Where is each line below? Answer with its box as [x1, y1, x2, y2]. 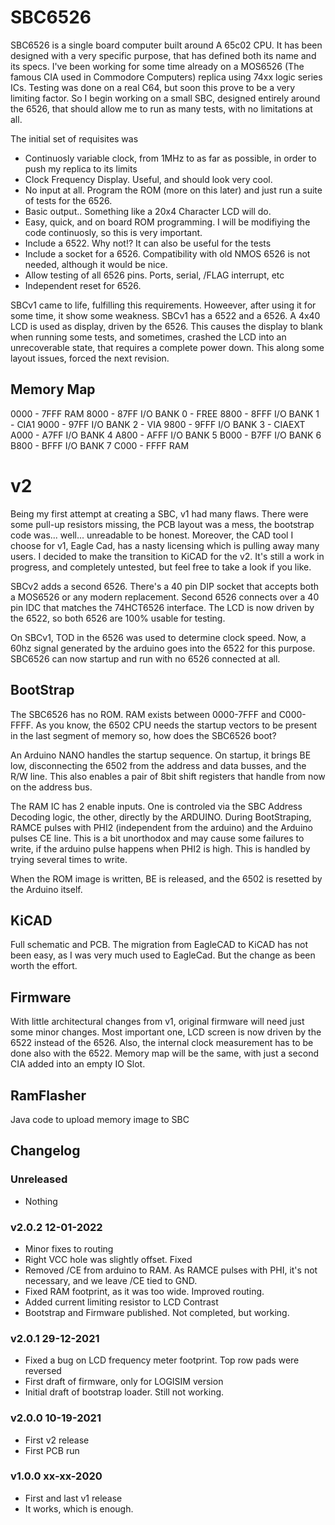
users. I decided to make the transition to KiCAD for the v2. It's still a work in [10, 550, 325, 562]
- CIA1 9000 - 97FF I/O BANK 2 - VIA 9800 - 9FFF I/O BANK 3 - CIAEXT [10, 418, 306, 430]
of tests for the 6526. [24, 194, 113, 206]
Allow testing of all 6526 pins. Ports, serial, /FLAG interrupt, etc [24, 269, 285, 281]
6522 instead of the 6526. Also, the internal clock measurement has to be [10, 1037, 314, 1049]
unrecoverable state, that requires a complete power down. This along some [10, 341, 325, 353]
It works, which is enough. [24, 1502, 134, 1515]
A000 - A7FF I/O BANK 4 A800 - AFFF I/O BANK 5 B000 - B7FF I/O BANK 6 [10, 429, 322, 441]
